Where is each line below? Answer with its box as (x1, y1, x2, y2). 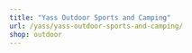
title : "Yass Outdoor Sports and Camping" (9, 13, 171, 22)
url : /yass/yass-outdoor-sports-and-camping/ (9, 22, 183, 31)
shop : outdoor (9, 30, 63, 39)
